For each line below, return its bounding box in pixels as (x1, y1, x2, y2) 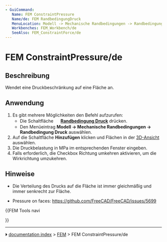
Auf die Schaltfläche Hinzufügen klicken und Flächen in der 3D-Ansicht (12, 134, 160, 140)
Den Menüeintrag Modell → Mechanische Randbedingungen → (19, 123, 152, 129)
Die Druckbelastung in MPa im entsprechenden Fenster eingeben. (12, 145, 148, 151)
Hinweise (5, 170, 35, 179)
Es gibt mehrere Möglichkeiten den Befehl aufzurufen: (12, 112, 123, 118)
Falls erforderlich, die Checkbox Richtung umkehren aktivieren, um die (12, 150, 157, 156)
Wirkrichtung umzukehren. (12, 155, 67, 161)
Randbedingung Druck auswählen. (19, 129, 92, 135)
